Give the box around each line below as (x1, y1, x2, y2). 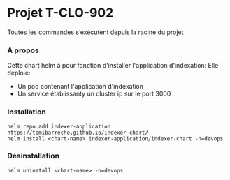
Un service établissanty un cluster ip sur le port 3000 (17, 89, 171, 98)
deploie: (7, 68, 31, 77)
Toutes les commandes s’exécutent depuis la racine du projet (7, 28, 184, 36)
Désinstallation (7, 151, 60, 161)
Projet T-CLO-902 (7, 5, 114, 21)
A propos (7, 45, 40, 55)
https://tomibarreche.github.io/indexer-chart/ (7, 129, 149, 136)
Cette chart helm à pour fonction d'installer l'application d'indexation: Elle (7, 61, 219, 70)
